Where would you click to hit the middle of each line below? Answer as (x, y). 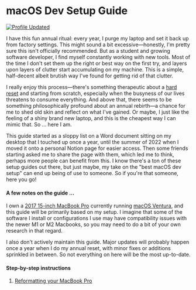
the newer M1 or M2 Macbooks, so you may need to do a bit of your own (94, 224)
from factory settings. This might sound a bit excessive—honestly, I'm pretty (98, 45)
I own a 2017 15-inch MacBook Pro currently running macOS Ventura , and (95, 206)
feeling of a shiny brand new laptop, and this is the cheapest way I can (91, 118)
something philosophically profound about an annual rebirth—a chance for (96, 105)
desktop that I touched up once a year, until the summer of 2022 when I (92, 142)
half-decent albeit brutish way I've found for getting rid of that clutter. (90, 76)
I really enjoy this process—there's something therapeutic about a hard (92, 87)
